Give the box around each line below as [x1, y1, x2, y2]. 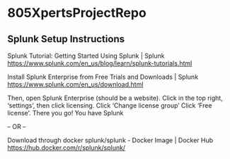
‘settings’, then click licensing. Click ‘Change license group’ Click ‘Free [7, 101, 212, 110]
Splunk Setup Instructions [7, 33, 125, 45]
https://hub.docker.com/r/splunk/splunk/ [7, 144, 126, 152]
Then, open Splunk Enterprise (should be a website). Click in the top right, [7, 94, 223, 102]
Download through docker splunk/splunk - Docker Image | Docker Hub [7, 136, 214, 144]
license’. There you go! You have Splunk [7, 109, 124, 117]
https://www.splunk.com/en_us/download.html [7, 80, 144, 89]
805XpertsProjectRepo [7, 5, 146, 21]
